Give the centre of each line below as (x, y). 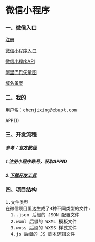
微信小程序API (20, 61)
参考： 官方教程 (21, 148)
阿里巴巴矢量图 (21, 72)
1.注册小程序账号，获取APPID (36, 161)
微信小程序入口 (21, 51)
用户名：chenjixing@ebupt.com (41, 110)
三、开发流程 (21, 134)
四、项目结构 (21, 190)
